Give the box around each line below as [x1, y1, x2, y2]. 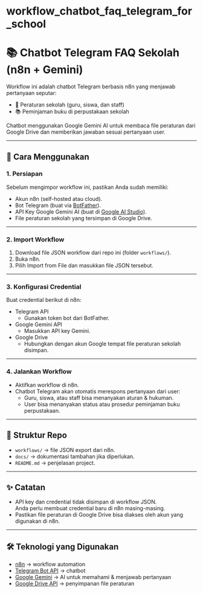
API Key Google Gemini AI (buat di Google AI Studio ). [14, 208, 147, 215]
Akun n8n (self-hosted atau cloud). [14, 195, 103, 202]
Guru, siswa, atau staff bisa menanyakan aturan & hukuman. [24, 394, 174, 401]
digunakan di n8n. [14, 517, 60, 525]
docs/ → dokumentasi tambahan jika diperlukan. [14, 453, 135, 460]
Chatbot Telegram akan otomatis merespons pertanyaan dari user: [14, 387, 181, 395]
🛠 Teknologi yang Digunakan [6, 542, 119, 552]
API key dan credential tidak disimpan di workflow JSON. [14, 498, 157, 506]
